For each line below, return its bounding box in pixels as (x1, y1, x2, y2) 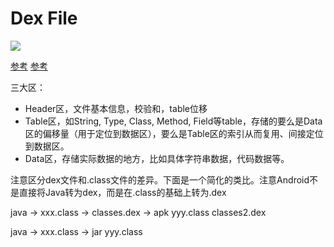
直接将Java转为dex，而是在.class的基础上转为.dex (18, 186, 227, 198)
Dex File (10, 7, 78, 30)
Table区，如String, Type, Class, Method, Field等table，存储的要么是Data (24, 115, 323, 127)
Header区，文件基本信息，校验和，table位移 (24, 102, 208, 114)
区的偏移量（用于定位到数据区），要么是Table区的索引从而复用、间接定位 (24, 127, 324, 139)
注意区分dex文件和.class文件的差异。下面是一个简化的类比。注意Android (10, 173, 310, 186)
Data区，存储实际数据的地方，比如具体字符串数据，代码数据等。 (24, 152, 290, 164)
